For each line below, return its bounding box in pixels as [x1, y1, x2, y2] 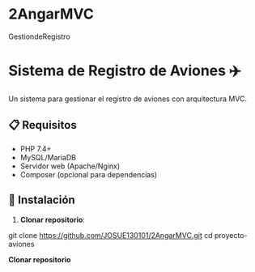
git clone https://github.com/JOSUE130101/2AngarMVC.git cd [8, 230, 213, 240]
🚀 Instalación [8, 193, 75, 207]
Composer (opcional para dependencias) [19, 169, 158, 179]
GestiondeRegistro [8, 32, 70, 41]
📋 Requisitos [8, 118, 77, 132]
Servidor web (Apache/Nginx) [19, 161, 121, 171]
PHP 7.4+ [19, 143, 52, 154]
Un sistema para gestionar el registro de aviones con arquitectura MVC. [8, 94, 248, 104]
